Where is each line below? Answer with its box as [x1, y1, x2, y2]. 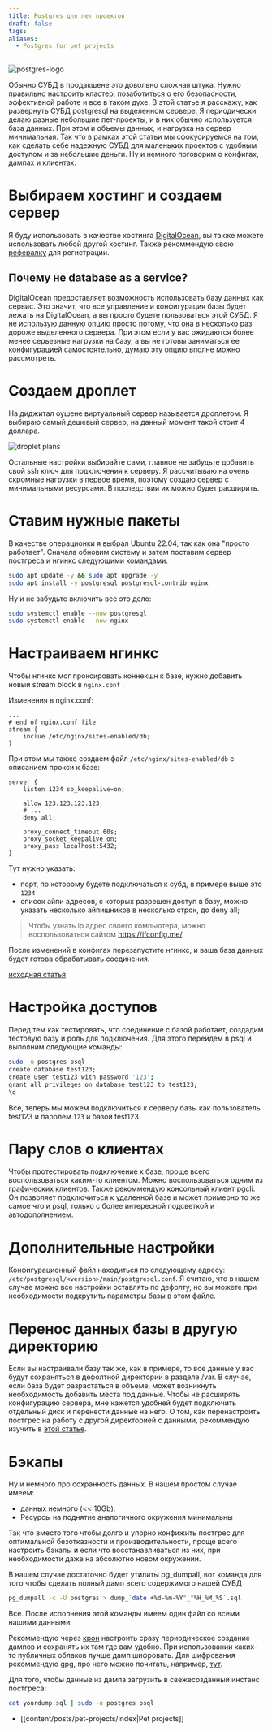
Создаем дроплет [8, 382, 136, 400]
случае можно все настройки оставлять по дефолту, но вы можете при [8, 1283, 257, 1292]
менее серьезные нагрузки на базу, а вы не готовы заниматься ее [8, 335, 240, 345]
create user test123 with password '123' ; [8, 1073, 154, 1081]
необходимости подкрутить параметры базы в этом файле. [8, 1291, 217, 1300]
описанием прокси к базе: [8, 763, 100, 772]
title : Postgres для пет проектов [8, 11, 126, 20]
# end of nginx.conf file [8, 718, 96, 727]
